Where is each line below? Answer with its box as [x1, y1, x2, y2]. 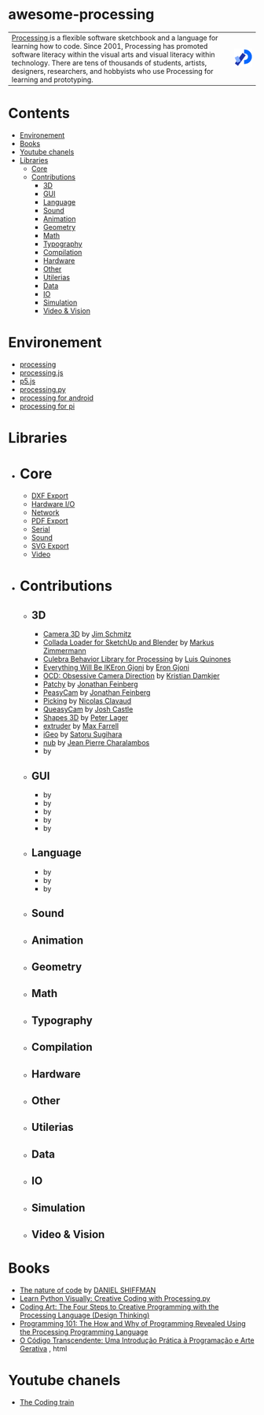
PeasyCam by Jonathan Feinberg [42, 688, 151, 697]
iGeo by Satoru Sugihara [42, 730, 123, 739]
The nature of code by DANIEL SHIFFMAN [19, 1285, 156, 1295]
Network [31, 508, 60, 517]
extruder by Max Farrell [42, 722, 119, 731]
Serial [31, 525, 50, 534]
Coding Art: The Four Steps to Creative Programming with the [19, 1302, 219, 1311]
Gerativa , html [19, 1343, 68, 1353]
